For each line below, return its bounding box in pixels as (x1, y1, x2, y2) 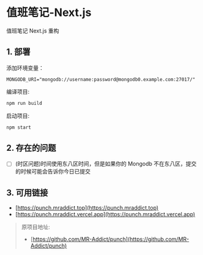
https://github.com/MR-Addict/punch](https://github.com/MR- (32, 235, 190, 243)
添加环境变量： (6, 64, 44, 71)
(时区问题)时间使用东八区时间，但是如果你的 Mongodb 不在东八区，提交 (15, 160, 197, 167)
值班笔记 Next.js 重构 (6, 27, 59, 34)
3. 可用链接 (6, 188, 48, 198)
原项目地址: (21, 223, 50, 230)
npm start (6, 124, 32, 131)
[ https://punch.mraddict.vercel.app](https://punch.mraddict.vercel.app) (15, 211, 196, 218)
